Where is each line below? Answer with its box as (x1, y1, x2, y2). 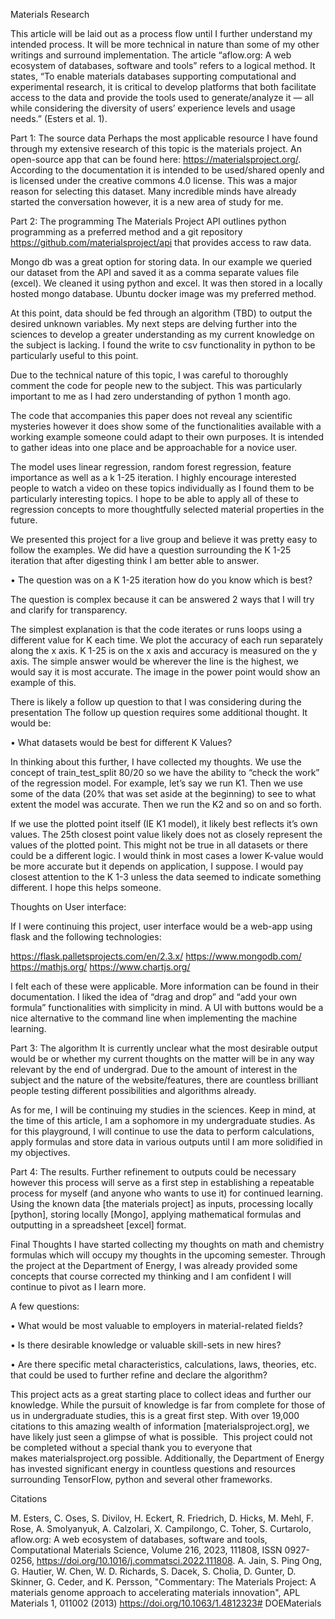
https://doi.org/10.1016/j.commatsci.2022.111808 (36, 1555, 233, 1566)
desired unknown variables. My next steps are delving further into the (10, 318, 298, 329)
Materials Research (10, 9, 90, 20)
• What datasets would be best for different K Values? (10, 737, 233, 748)
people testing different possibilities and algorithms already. (10, 1085, 257, 1096)
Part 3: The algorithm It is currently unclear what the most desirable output (10, 1042, 318, 1054)
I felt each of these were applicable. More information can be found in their (10, 980, 320, 992)
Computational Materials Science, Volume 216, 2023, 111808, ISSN (10, 1544, 283, 1556)
